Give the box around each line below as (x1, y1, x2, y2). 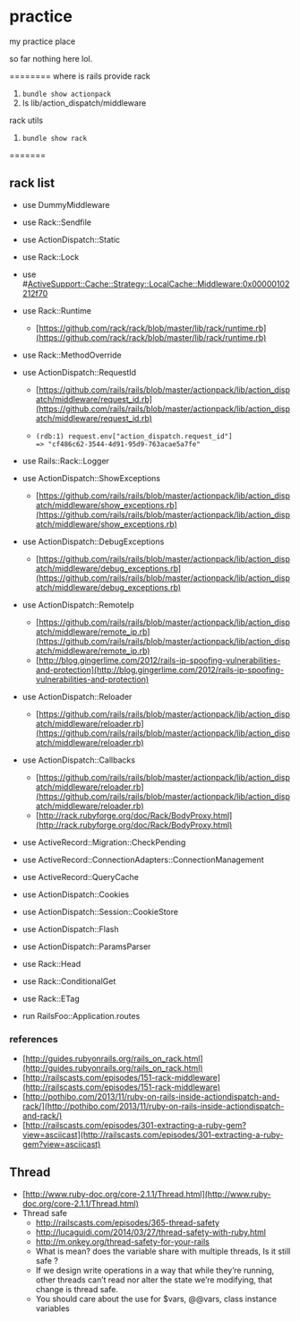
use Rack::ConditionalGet (21, 975, 116, 987)
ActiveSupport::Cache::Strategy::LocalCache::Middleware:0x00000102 (27, 278, 290, 289)
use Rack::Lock (21, 251, 80, 262)
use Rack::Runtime (21, 305, 92, 315)
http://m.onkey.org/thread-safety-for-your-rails (35, 1236, 210, 1247)
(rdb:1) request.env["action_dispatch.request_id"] (35, 432, 233, 441)
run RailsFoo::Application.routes (21, 1010, 141, 1021)
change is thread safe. (35, 1283, 119, 1294)
